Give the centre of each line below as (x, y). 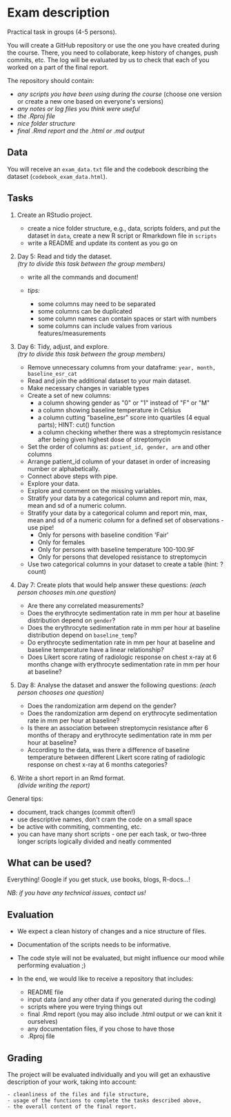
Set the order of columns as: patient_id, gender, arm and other (119, 446)
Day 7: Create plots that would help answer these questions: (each (112, 584)
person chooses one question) (61, 692)
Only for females (61, 542)
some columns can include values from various (105, 325)
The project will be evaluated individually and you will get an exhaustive (109, 1075)
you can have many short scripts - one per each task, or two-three (112, 834)
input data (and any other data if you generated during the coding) (122, 1000)
